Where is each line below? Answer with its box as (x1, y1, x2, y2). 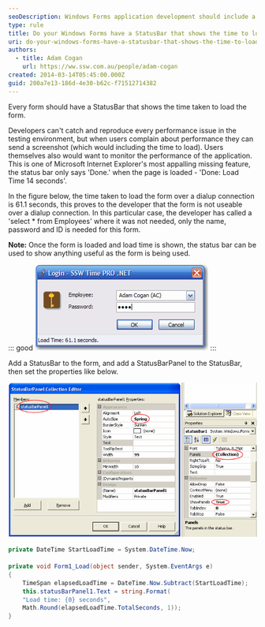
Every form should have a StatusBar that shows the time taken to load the (8, 102, 247, 111)
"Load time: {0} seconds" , (22, 595, 111, 603)
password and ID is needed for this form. (8, 225, 141, 234)
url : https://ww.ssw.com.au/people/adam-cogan (22, 63, 178, 71)
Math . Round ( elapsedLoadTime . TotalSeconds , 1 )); (22, 604, 181, 612)
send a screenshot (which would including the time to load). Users (8, 142, 224, 151)
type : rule (8, 21, 44, 29)
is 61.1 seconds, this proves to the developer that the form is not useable (8, 200, 243, 209)
